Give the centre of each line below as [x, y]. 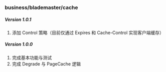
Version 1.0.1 [18, 19]
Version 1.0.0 [19, 44]
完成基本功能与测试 [32, 57]
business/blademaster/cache [41, 7]
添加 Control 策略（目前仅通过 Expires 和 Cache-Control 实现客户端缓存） [88, 32]
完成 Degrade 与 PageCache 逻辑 [46, 63]
